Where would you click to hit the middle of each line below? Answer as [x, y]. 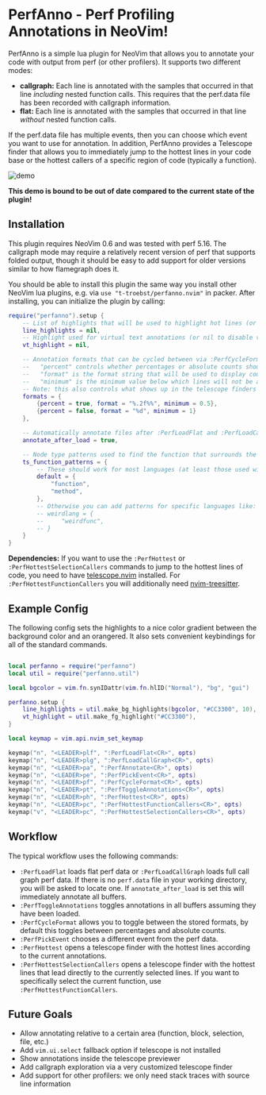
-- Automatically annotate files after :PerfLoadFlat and [120, 433]
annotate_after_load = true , [70, 440]
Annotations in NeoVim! [88, 31]
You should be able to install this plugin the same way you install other [123, 284]
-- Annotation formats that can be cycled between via [115, 360]
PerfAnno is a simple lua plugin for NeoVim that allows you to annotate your [131, 53]
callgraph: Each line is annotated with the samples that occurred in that [136, 86]
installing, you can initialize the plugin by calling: [87, 301]
